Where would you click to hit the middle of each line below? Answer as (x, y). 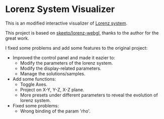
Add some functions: (34, 79)
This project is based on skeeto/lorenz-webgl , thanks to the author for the (82, 33)
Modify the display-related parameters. (61, 68)
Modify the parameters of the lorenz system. (66, 63)
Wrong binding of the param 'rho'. (55, 111)
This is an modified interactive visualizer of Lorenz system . (66, 23)
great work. (17, 38)
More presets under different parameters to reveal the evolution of (89, 95)
